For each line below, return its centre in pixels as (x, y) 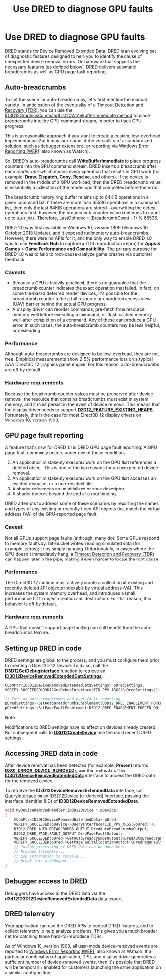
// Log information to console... (49, 857)
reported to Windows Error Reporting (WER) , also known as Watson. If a (78, 951)
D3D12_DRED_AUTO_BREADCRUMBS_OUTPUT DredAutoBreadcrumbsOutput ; (82, 829)
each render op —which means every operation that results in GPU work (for (83, 171)
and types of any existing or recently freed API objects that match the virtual (83, 509)
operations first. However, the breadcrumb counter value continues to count (83, 212)
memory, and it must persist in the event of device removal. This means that (82, 404)
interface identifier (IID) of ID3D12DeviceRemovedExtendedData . (72, 801)
